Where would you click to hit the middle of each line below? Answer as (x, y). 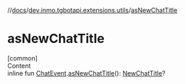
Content (19, 66)
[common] (22, 58)
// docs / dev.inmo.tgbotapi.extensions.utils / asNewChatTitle (92, 10)
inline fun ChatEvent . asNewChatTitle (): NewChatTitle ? (86, 73)
